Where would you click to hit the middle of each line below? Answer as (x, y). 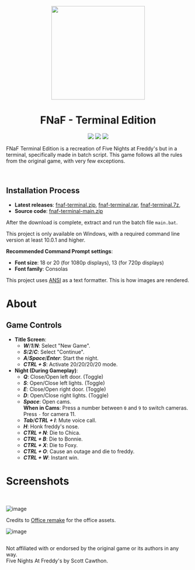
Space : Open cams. (47, 401)
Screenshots (38, 481)
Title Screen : (30, 339)
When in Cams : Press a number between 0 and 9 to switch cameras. (106, 408)
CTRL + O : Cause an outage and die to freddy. (79, 451)
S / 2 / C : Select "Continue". (54, 352)
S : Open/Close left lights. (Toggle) (64, 383)
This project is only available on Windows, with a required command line (93, 234)
